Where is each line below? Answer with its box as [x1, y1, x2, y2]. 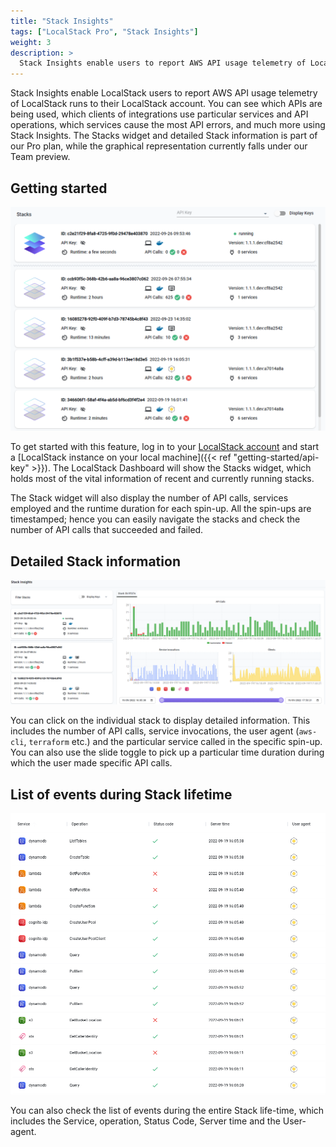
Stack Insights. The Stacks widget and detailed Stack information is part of [10, 130, 318, 142]
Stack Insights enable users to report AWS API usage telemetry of [19, 58, 307, 69]
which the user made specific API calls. [10, 757, 173, 769]
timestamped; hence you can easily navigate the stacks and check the [10, 513, 301, 525]
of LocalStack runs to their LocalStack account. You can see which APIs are [10, 98, 323, 110]
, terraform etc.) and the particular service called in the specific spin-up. [23, 736, 323, 748]
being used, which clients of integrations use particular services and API [10, 108, 309, 120]
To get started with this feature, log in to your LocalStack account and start [10, 441, 320, 453]
